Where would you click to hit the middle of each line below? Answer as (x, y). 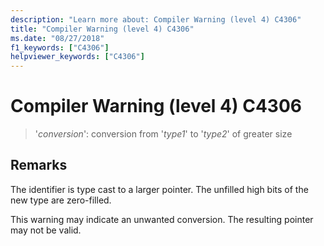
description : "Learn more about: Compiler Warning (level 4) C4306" (156, 19)
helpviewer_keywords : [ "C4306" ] (77, 57)
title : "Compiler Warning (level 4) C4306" (102, 29)
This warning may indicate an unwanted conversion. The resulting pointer (162, 219)
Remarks (39, 165)
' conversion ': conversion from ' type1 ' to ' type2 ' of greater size (163, 134)
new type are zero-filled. (61, 200)
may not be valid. (46, 230)
